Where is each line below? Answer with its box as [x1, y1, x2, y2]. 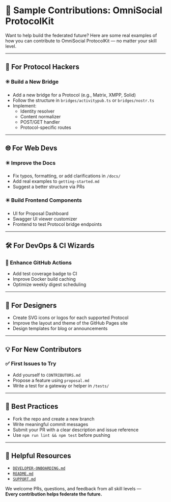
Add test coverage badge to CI [12, 271, 77, 277]
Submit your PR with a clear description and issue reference [12, 427, 139, 433]
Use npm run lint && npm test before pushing [12, 432, 110, 438]
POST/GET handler [20, 119, 60, 125]
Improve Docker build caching [12, 276, 76, 282]
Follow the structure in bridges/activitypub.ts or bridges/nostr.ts [12, 97, 154, 103]
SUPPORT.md [12, 477, 36, 482]
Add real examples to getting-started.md [12, 178, 100, 184]
